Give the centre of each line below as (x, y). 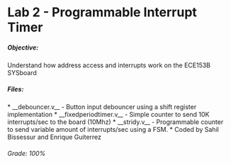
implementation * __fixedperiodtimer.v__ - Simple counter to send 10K (108, 115)
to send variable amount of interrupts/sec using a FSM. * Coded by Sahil (113, 130)
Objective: (23, 47)
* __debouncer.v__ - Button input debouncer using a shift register (102, 107)
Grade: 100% (27, 153)
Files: (16, 89)
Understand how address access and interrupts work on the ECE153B (109, 65)
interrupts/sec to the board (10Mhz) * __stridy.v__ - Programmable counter (115, 122)
